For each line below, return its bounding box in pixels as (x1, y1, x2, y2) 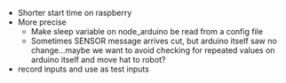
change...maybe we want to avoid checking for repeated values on (30, 45, 275, 56)
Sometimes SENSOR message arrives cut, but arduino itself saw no (30, 35, 277, 46)
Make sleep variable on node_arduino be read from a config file (30, 26, 264, 36)
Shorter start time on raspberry (17, 8, 132, 18)
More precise (17, 17, 67, 27)
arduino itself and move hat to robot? (30, 55, 166, 64)
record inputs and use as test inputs (17, 64, 149, 74)
